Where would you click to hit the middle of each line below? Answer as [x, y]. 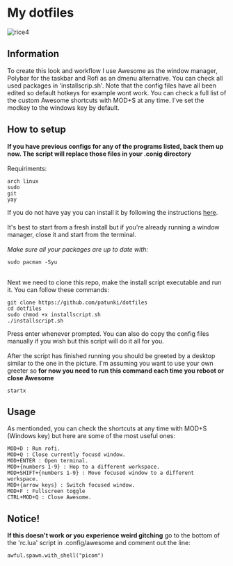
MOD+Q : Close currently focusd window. [67, 455]
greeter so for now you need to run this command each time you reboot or [115, 371]
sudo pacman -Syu [32, 262]
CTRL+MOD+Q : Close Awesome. [49, 498]
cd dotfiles [24, 308]
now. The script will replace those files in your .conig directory [99, 154]
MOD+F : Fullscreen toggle [46, 492]
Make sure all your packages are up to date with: [78, 249]
